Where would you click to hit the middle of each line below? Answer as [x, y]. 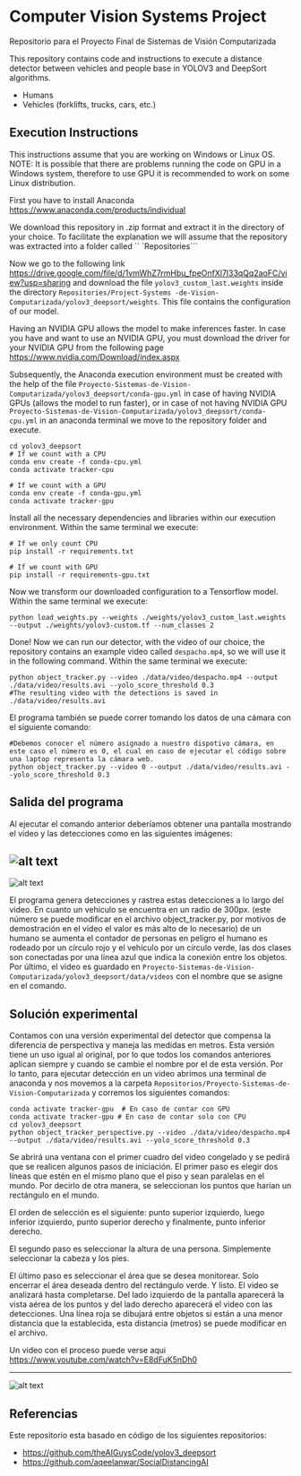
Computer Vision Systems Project [138, 17]
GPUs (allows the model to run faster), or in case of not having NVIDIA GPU [148, 403]
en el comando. [38, 986]
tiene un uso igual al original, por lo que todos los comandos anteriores [140, 1055]
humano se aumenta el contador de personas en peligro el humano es [138, 939]
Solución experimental [74, 1014]
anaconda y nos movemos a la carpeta [81, 1083]
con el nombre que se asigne [230, 976]
